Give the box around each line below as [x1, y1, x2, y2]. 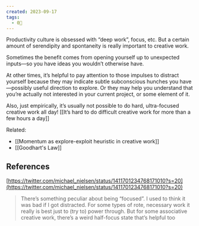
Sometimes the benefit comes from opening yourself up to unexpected [6, 54, 180, 61]
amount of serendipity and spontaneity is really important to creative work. [6, 42, 189, 49]
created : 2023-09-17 [6, 8, 58, 15]
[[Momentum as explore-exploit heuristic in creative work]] [14, 138, 159, 145]
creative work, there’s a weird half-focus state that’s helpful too [20, 214, 175, 221]
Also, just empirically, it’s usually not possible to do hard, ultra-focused [6, 102, 179, 109]
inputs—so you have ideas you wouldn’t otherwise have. [6, 60, 144, 67]
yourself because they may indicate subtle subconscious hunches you [6, 78, 179, 85]
